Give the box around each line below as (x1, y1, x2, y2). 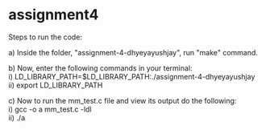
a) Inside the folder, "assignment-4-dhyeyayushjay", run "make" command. (8, 47, 258, 57)
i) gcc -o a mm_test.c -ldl (8, 104, 92, 114)
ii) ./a (8, 112, 26, 122)
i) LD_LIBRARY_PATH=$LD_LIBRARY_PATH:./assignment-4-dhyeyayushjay (8, 71, 256, 81)
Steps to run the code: (8, 32, 83, 42)
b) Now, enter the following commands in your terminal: (8, 63, 193, 73)
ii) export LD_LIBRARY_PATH (8, 80, 103, 90)
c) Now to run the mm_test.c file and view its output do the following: (8, 95, 237, 105)
